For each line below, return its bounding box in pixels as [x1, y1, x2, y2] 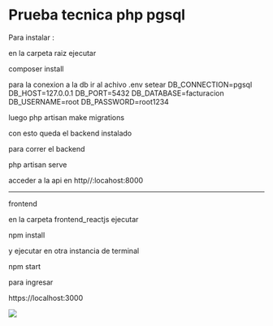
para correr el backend [8, 144, 85, 153]
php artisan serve [8, 160, 67, 169]
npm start [8, 261, 41, 271]
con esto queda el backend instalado [8, 128, 132, 138]
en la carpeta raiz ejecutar [8, 48, 97, 58]
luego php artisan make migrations [8, 112, 124, 122]
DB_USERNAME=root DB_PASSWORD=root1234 [8, 97, 169, 106]
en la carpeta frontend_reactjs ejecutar [8, 214, 139, 224]
